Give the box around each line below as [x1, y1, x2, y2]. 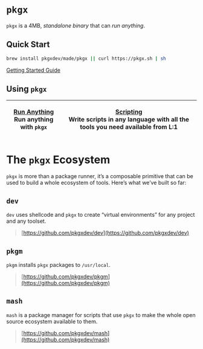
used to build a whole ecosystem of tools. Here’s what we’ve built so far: [6, 179, 187, 187]
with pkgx [20, 123, 47, 131]
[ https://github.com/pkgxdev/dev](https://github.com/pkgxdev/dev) [21, 229, 189, 237]
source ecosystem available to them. [6, 318, 98, 325]
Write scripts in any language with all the [68, 115, 189, 124]
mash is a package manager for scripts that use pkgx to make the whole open [6, 311, 196, 318]
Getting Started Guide [6, 66, 60, 74]
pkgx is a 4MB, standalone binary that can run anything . [6, 22, 146, 29]
